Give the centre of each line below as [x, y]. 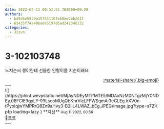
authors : [14, 14]
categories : [17, 28]
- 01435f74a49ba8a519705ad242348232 [47, 23]
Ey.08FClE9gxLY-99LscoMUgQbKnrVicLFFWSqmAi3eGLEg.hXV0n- [73, 101]
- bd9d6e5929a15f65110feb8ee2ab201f [47, 18]
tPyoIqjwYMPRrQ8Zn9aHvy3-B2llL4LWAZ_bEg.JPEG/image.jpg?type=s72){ [82, 106]
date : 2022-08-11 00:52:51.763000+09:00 [47, 9]
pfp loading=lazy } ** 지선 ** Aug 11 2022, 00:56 [49, 111]
